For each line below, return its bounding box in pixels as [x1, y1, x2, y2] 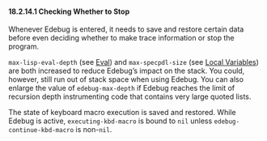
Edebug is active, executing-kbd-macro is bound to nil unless [8, 116, 213, 126]
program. [8, 41, 40, 52]
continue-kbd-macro [8, 126, 74, 135]
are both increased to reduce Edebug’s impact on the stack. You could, [8, 66, 245, 76]
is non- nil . [75, 125, 112, 135]
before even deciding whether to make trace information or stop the [8, 33, 235, 43]
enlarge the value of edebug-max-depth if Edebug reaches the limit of [8, 83, 235, 93]
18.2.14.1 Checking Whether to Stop [8, 6, 130, 16]
